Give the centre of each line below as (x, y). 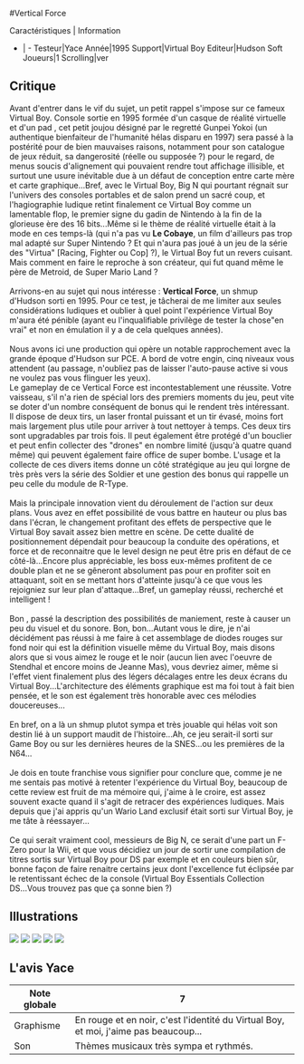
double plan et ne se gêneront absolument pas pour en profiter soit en (140, 570)
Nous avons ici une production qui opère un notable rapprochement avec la (150, 349)
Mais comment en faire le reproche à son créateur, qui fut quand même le (147, 262)
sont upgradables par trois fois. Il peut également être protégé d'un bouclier (151, 435)
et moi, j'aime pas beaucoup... (138, 1031)
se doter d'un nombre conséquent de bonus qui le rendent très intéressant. (149, 406)
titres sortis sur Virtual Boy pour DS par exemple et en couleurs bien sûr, (144, 859)
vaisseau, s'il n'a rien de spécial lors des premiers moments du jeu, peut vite (152, 397)
